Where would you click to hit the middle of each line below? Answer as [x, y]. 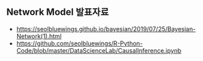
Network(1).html [39, 36]
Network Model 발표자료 [58, 12]
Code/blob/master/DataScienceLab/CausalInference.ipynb [99, 50]
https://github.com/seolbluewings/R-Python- [79, 43]
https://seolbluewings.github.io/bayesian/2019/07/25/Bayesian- [106, 28]
